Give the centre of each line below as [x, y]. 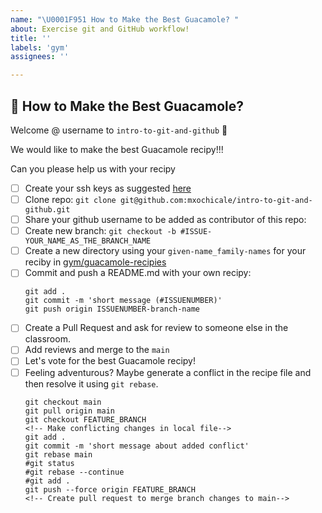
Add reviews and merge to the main [97, 350]
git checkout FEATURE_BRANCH [85, 419]
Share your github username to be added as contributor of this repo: [165, 220]
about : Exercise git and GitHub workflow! [100, 29]
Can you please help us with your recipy [93, 168]
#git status [49, 463]
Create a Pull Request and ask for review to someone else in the [156, 328]
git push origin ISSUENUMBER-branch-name [112, 309]
